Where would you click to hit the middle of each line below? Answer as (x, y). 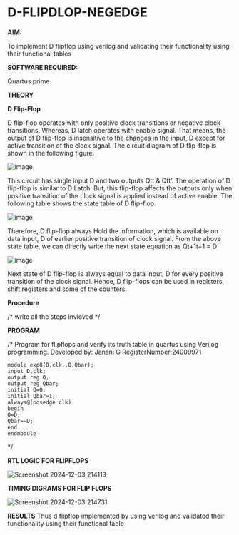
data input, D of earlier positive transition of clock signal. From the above (114, 238)
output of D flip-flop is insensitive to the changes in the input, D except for (117, 138)
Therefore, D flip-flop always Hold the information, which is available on (113, 231)
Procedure (23, 302)
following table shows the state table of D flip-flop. (82, 203)
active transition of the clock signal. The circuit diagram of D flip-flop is (112, 145)
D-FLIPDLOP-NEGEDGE (77, 12)
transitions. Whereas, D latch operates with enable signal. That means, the (117, 130)
